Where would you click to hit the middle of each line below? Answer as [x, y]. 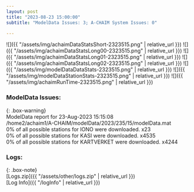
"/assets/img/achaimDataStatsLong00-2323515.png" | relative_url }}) [98, 51]
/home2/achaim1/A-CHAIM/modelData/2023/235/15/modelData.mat [89, 123]
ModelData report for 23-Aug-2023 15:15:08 [60, 116]
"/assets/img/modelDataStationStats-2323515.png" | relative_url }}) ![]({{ [95, 76]
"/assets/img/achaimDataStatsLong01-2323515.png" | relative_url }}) [98, 57]
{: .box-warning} [26, 110]
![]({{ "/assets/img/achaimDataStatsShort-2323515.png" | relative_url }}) [94, 44]
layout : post [22, 12]
